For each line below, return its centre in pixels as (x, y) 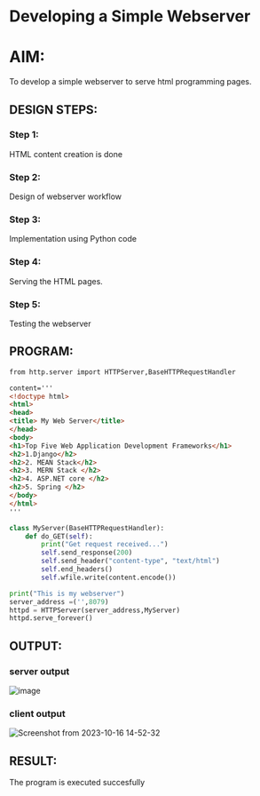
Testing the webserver (50, 323)
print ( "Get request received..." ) (105, 545)
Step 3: (25, 219)
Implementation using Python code (73, 239)
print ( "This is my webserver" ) (67, 593)
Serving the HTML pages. (56, 281)
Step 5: (25, 304)
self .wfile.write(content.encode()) (109, 577)
